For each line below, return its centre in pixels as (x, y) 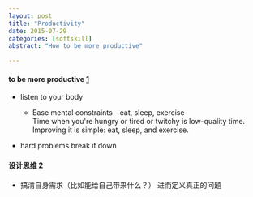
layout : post (30, 16)
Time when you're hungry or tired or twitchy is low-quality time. (139, 122)
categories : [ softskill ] (50, 39)
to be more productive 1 (49, 79)
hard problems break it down (68, 146)
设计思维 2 (26, 165)
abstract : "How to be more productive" (76, 46)
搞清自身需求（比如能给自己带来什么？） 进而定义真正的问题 (120, 185)
